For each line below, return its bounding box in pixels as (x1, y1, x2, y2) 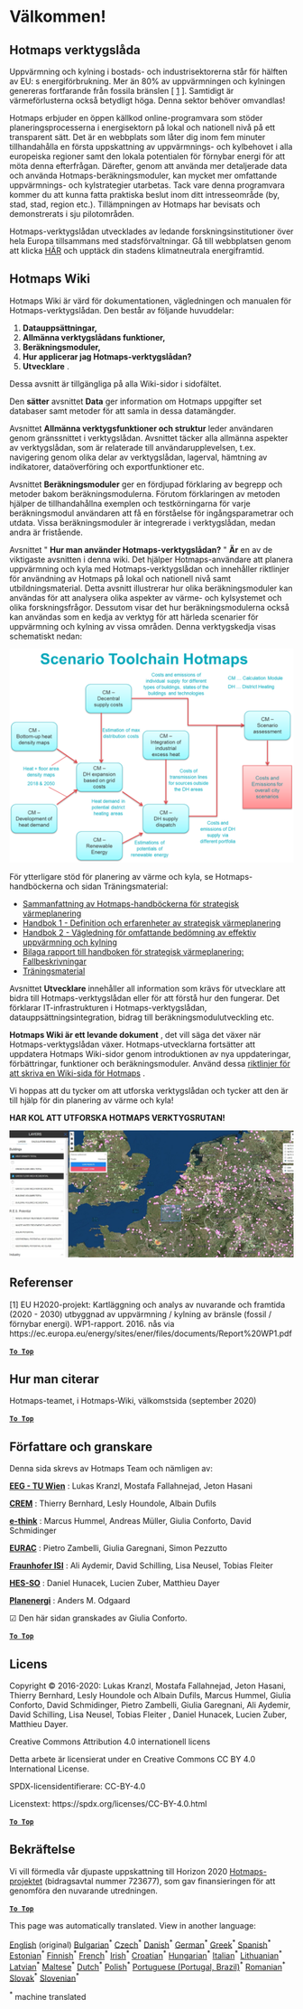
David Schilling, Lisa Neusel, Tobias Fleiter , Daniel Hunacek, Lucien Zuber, (9, 1709, 288, 1720)
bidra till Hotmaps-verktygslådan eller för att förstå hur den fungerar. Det (9, 992, 280, 1004)
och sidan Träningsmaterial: (65, 881, 169, 892)
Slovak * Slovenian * (9, 1971, 79, 1984)
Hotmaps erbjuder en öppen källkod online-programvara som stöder (9, 113, 263, 123)
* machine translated (9, 1990, 87, 2003)
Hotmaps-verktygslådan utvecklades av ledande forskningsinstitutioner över (9, 226, 294, 237)
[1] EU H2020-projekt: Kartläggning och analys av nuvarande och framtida (9, 1299, 286, 1310)
